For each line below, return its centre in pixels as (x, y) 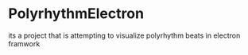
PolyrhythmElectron (76, 14)
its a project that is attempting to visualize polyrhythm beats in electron (124, 35)
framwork (24, 43)
